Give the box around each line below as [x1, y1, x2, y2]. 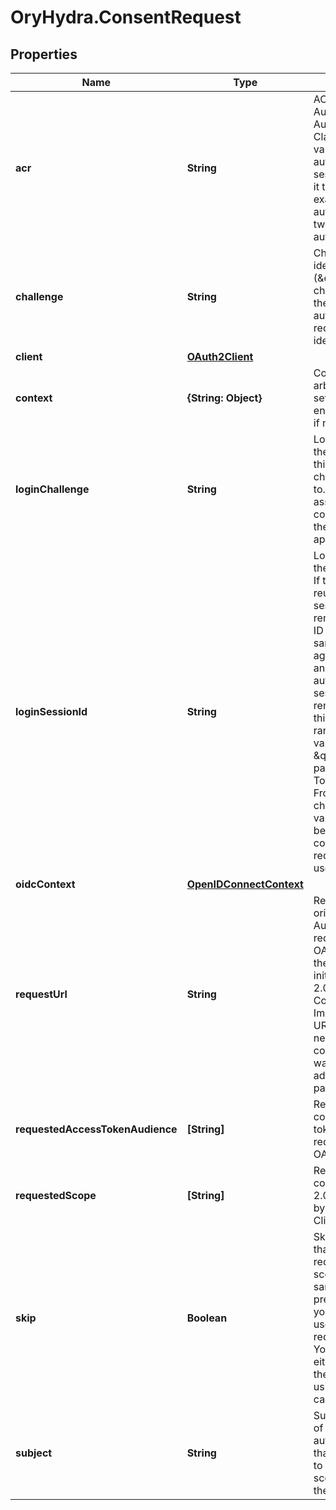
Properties [10, 46, 78, 63]
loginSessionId [15, 705, 88, 718]
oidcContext [15, 877, 76, 891]
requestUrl [15, 987, 68, 1001]
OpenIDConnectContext [186, 877, 304, 891]
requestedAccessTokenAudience [15, 1122, 178, 1136]
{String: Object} [186, 391, 263, 405]
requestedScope [15, 1189, 97, 1202]
